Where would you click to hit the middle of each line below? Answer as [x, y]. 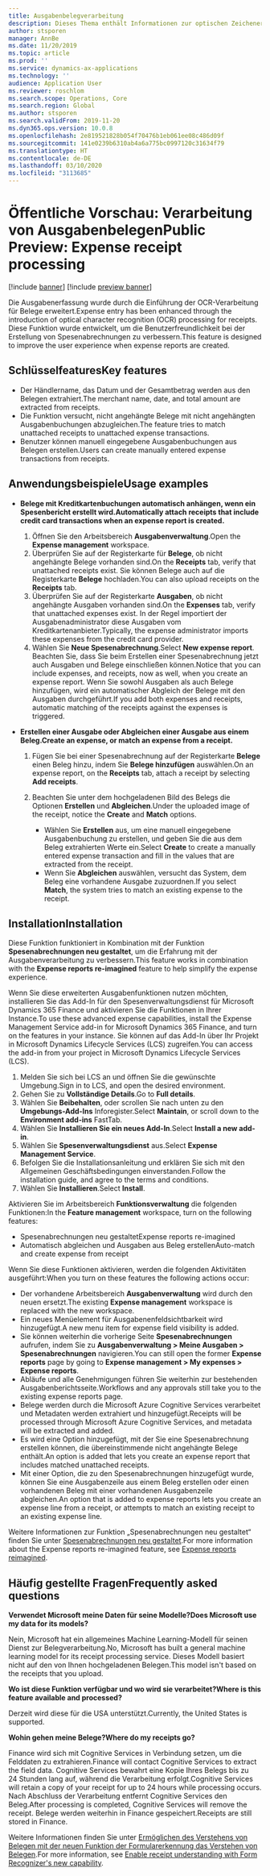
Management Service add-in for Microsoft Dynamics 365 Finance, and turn [133, 1027]
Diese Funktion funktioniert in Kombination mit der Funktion [106, 943]
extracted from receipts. [60, 407]
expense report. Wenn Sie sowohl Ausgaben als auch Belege [133, 681]
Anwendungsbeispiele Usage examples [108, 484]
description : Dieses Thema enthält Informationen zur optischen [118, 23]
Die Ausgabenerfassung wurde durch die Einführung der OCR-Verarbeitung [133, 302]
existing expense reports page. [71, 1396]
